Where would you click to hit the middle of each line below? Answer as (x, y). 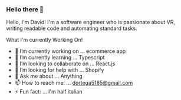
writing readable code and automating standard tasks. (72, 28)
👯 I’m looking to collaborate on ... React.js (65, 64)
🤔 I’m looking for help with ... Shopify (59, 70)
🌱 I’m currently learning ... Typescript (60, 58)
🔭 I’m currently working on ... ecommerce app (70, 51)
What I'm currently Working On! (45, 40)
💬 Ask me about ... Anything (48, 76)
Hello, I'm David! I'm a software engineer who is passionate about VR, (91, 22)
